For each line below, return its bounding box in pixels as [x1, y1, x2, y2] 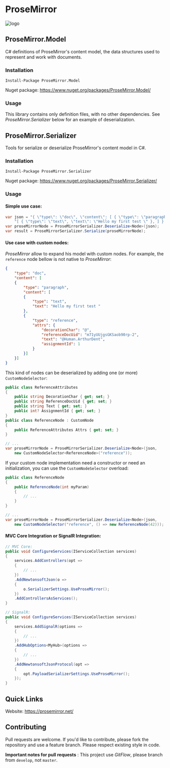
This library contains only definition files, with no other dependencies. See [5, 111, 160, 117]
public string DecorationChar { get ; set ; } [14, 394, 110, 399]
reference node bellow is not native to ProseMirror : [5, 256, 112, 262]
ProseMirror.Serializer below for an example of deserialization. [5, 117, 136, 123]
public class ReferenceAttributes [5, 385, 78, 390]
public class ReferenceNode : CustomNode [5, 418, 94, 423]
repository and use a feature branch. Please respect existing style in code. [5, 742, 160, 748]
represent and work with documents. [5, 54, 82, 60]
